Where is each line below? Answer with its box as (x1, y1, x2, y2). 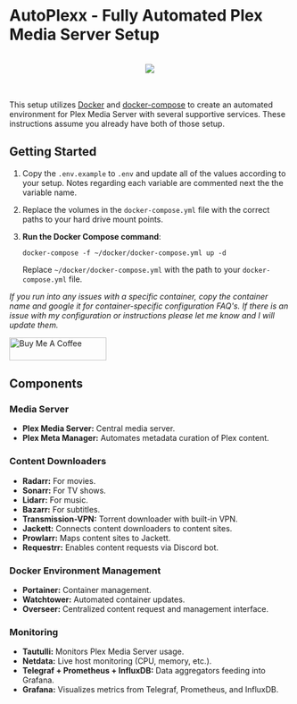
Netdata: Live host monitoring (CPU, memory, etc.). (21, 656, 212, 666)
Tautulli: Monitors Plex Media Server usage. (21, 646, 185, 657)
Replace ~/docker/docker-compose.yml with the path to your (21, 264, 241, 275)
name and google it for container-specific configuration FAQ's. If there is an (9, 301, 289, 311)
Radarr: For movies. (21, 475, 96, 486)
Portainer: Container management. (21, 585, 152, 596)
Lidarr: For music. (21, 494, 89, 505)
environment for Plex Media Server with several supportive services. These (9, 108, 286, 119)
